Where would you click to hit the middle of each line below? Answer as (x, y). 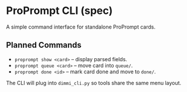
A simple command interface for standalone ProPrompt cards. (81, 27)
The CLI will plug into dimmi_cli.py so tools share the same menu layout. (94, 83)
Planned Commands (44, 45)
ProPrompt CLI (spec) (59, 11)
